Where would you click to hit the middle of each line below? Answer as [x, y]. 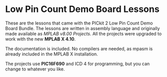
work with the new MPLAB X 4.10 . [40, 39]
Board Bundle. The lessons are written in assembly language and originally [82, 28]
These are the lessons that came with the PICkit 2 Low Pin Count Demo [79, 23]
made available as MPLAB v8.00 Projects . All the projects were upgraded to [83, 33]
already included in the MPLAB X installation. [52, 54]
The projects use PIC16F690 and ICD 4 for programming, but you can [77, 63]
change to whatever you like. [35, 69]
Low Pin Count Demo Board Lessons [82, 9]
